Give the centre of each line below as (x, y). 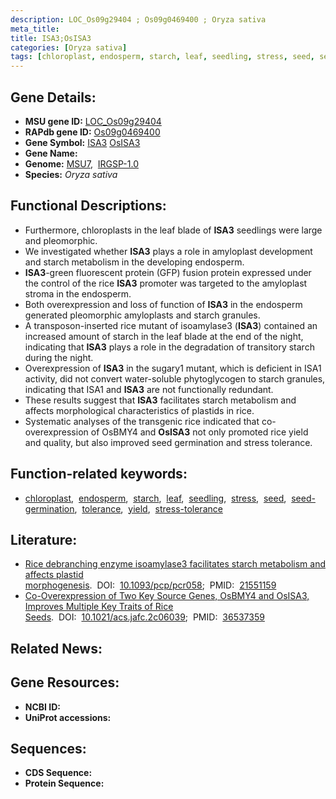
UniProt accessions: (68, 717)
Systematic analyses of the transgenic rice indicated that (142, 421)
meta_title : (35, 29)
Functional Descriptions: (88, 206)
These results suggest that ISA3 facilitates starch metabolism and (160, 400)
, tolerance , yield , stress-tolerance (148, 508)
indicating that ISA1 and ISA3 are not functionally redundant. (149, 389)
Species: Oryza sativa (71, 174)
